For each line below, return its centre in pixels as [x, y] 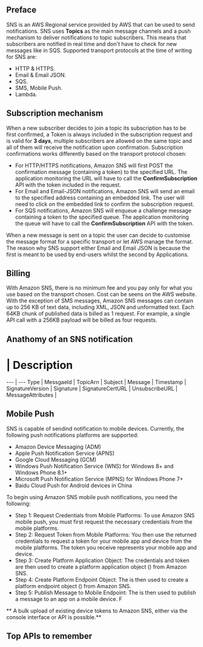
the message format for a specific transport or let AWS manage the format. [100, 241]
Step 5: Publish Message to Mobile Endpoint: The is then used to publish [105, 592]
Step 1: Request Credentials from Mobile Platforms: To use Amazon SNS [105, 515]
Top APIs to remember [49, 636]
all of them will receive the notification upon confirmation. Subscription [95, 147]
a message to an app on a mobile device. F [68, 599]
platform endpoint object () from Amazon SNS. [73, 586]
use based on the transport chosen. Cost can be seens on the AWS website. [101, 294]
